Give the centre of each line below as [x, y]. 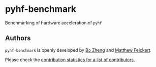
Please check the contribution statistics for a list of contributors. [70, 60]
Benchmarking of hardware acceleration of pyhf [54, 23]
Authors [18, 38]
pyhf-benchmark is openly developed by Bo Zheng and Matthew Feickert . [78, 50]
